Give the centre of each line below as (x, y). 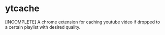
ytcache (22, 9)
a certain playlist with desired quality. (43, 27)
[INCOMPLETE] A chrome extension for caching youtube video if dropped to (82, 22)
